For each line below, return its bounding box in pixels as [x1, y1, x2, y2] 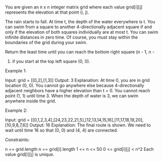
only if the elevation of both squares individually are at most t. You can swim [5, 29, 159, 35]
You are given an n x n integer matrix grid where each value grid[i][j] [5, 4, 143, 10]
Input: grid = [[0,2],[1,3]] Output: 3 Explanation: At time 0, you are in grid [5, 78, 150, 83]
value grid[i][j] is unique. [5, 151, 55, 157]
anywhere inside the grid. [5, 98, 56, 104]
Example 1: [5, 68, 27, 74]
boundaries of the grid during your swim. [5, 40, 88, 45]
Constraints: [5, 137, 30, 142]
